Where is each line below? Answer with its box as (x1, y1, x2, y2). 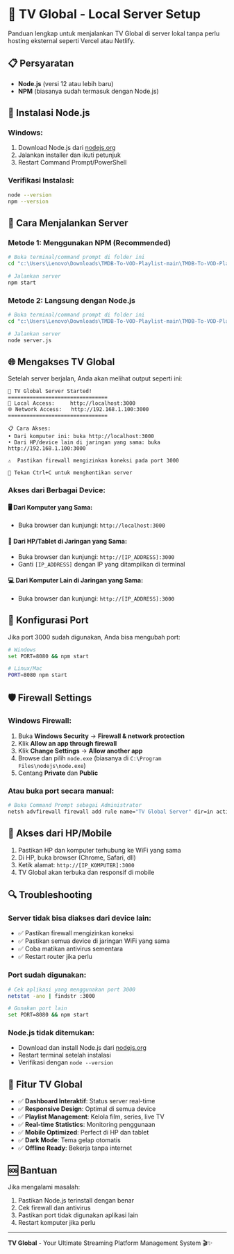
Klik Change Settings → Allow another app (17, 746, 143, 755)
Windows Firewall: (8, 716, 72, 726)
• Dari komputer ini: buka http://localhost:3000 (8, 433, 155, 440)
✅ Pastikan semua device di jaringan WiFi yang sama (17, 937, 170, 945)
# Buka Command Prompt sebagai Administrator (8, 802, 142, 809)
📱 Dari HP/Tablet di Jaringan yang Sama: (8, 537, 128, 545)
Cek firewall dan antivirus (17, 1204, 91, 1212)
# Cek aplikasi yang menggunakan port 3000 (8, 986, 136, 993)
